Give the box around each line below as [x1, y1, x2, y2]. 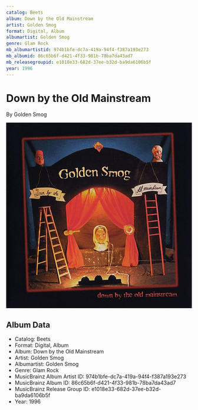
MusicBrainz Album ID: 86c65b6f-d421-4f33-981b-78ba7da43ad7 [14, 379, 176, 386]
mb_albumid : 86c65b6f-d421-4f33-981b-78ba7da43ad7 [6, 53, 133, 59]
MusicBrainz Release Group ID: [14, 386, 90, 393]
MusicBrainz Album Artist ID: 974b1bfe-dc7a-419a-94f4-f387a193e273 [14, 373, 187, 380]
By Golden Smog [6, 111, 47, 118]
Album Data [6, 320, 51, 330]
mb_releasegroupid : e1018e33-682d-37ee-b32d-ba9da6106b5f [6, 59, 151, 65]
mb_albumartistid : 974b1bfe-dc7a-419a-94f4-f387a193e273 [6, 47, 149, 53]
